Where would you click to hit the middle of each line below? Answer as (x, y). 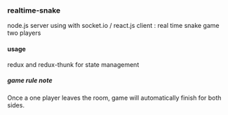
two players (24, 33)
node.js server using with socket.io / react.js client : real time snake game (113, 26)
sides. (16, 105)
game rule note (30, 80)
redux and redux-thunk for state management (73, 64)
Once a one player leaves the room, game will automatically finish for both (114, 98)
